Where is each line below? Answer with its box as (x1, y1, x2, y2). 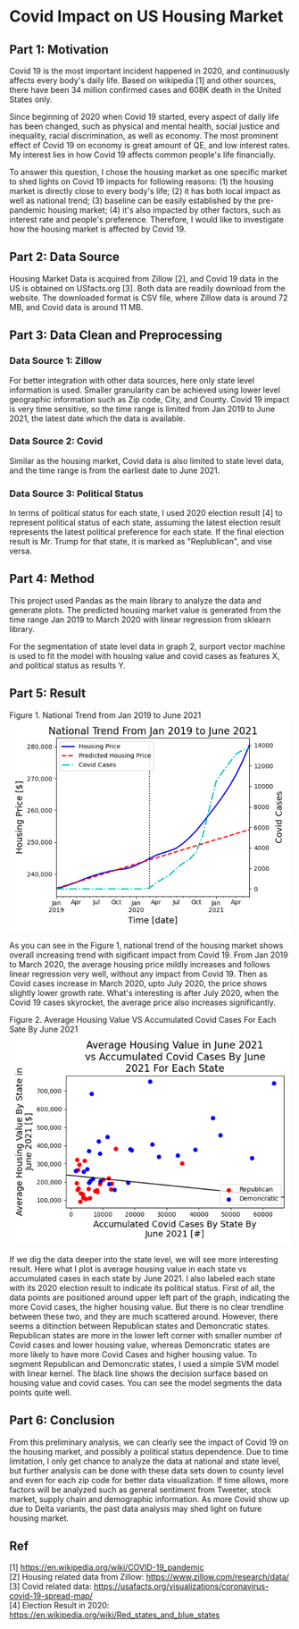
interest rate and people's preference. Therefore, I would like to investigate (9, 215, 284, 224)
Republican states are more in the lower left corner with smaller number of (9, 1329, 283, 1340)
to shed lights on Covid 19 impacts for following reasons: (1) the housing (9, 176, 274, 187)
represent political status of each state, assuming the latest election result (9, 517, 281, 528)
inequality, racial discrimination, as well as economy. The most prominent (9, 131, 278, 140)
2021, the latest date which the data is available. (9, 413, 186, 424)
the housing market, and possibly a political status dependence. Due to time (9, 1446, 289, 1456)
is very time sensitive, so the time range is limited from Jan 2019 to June (9, 403, 275, 414)
